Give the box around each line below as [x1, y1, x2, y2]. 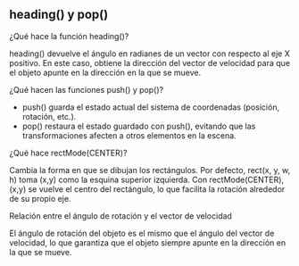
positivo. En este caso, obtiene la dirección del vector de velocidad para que [9, 57, 291, 68]
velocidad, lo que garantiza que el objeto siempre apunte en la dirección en [9, 237, 287, 248]
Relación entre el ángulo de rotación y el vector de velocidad [9, 210, 232, 221]
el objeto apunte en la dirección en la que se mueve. [9, 67, 202, 78]
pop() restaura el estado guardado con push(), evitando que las [21, 121, 256, 131]
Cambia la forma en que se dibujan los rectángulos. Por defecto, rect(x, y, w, [9, 164, 291, 175]
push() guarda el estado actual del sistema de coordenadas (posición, [21, 102, 279, 112]
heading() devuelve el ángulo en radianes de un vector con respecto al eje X [9, 48, 290, 59]
